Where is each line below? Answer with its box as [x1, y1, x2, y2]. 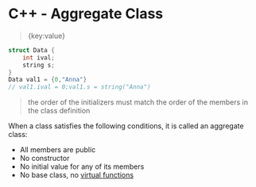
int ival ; [22, 53, 56, 62]
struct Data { [8, 46, 56, 54]
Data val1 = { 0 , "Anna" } [8, 76, 87, 84]
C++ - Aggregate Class [8, 5, 164, 23]
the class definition [27, 106, 91, 116]
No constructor [19, 154, 70, 163]
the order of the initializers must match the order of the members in [27, 97, 249, 107]
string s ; [22, 61, 56, 69]
